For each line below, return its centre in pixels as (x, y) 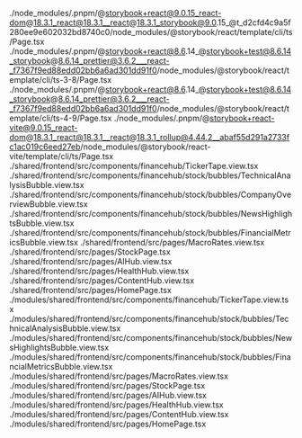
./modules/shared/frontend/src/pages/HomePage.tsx (108, 424)
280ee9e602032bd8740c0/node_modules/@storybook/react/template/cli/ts (151, 32)
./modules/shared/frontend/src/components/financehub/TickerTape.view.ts (149, 299)
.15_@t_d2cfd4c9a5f (253, 22)
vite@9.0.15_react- (44, 128)
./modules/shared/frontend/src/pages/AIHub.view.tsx (108, 395)
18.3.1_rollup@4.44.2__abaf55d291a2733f (213, 137)
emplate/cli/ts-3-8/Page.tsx (61, 80)
